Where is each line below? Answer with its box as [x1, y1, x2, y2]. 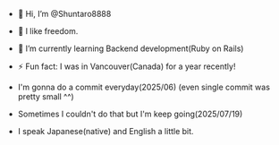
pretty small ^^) [17, 91, 74, 102]
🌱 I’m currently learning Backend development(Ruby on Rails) [17, 43, 244, 54]
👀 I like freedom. [17, 26, 79, 36]
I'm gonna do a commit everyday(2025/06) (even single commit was [17, 81, 271, 92]
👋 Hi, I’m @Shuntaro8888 [17, 9, 112, 19]
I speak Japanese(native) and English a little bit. [17, 126, 194, 136]
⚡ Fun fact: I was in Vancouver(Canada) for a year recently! [17, 61, 236, 72]
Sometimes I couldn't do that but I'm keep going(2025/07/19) [17, 108, 243, 119]
